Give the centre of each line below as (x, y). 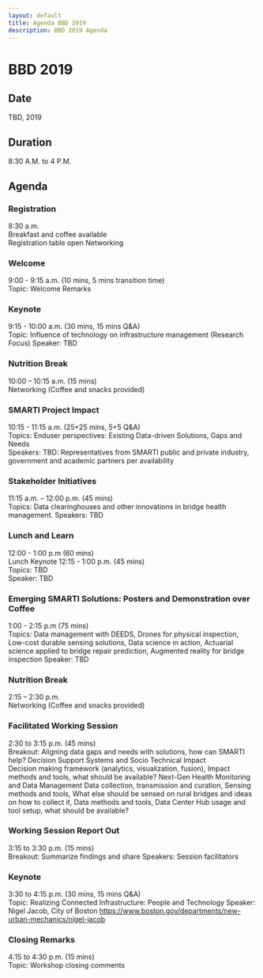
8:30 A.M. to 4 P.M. (40, 161)
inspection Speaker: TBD (49, 659)
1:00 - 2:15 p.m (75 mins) (49, 625)
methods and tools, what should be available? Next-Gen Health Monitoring (130, 776)
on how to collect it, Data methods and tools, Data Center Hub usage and (127, 802)
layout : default (35, 15)
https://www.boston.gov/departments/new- (170, 911)
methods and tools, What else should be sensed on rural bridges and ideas (130, 793)
